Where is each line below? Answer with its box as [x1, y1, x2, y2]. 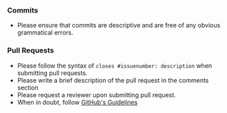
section [17, 83, 39, 92]
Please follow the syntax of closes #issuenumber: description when [17, 61, 213, 70]
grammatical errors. [17, 28, 74, 37]
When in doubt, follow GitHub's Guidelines [17, 98, 138, 106]
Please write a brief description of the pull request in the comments [17, 76, 209, 84]
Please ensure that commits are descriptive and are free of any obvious [17, 21, 221, 30]
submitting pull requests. [17, 68, 88, 77]
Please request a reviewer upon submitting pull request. [17, 90, 176, 99]
